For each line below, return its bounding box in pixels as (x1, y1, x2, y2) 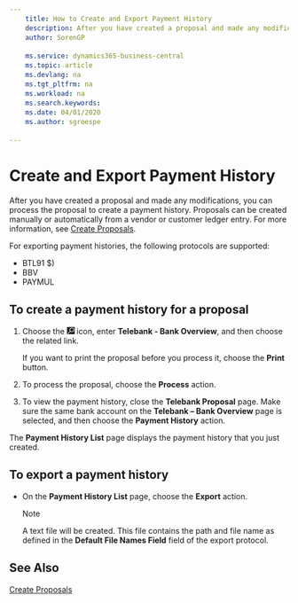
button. (21, 362, 49, 372)
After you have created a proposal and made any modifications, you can (9, 195, 273, 206)
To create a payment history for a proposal (9, 302, 249, 317)
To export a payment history (9, 467, 169, 482)
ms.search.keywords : (25, 98, 101, 107)
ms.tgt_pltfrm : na (25, 80, 93, 89)
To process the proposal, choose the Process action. (21, 379, 216, 389)
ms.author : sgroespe (25, 117, 101, 126)
